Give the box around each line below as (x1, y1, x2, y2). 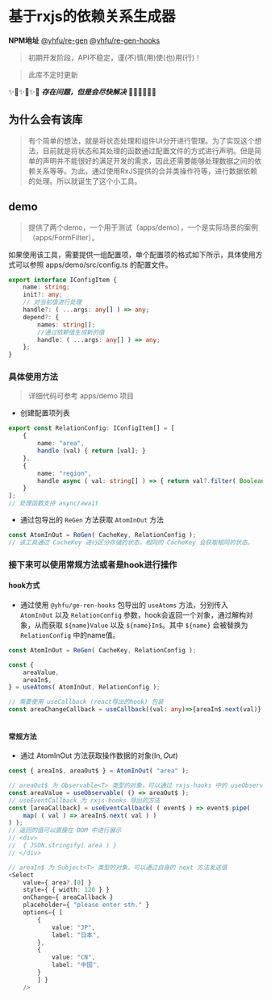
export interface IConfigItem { (8, 276, 117, 284)
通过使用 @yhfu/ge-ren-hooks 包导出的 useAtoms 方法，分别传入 (19, 600, 228, 610)
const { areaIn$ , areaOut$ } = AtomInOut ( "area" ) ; (8, 767, 190, 775)
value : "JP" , (51, 923, 95, 931)
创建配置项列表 (19, 408, 70, 418)
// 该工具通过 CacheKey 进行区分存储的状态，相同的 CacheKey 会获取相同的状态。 (8, 538, 254, 547)
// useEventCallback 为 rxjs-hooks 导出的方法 (8, 796, 161, 805)
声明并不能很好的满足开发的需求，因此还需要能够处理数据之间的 (42, 156, 255, 165)
